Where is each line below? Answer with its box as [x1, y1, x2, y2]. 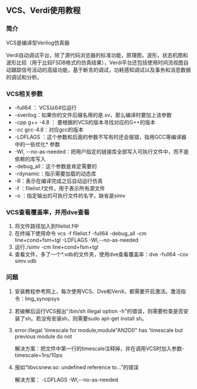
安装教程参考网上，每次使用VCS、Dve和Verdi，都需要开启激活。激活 [14, 287, 181, 295]
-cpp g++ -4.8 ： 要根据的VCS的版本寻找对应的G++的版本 [14, 119, 155, 126]
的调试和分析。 [6, 73, 42, 80]
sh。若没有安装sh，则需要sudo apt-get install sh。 [25, 314, 148, 322]
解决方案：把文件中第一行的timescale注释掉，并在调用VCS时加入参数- [14, 345, 185, 352]
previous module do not [14, 333, 72, 340]
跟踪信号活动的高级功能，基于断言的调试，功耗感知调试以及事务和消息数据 [11, 66, 191, 73]
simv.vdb [14, 258, 37, 265]
